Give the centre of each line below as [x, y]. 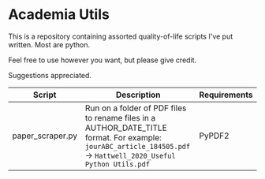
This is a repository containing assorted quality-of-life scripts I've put [121, 36]
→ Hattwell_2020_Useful [130, 155]
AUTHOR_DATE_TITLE [126, 128]
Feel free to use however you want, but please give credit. [103, 60]
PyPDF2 [215, 136]
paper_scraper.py [45, 136]
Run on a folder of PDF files [136, 108]
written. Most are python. [49, 44]
